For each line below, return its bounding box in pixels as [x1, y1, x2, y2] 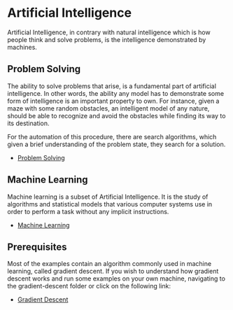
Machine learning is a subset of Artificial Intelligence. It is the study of [7, 192, 209, 201]
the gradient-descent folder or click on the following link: [7, 282, 171, 290]
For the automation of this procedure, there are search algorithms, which [7, 132, 217, 141]
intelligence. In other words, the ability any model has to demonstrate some [7, 89, 225, 97]
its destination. [7, 119, 50, 127]
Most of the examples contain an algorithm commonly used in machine [7, 260, 212, 268]
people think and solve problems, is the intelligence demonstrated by [7, 35, 206, 43]
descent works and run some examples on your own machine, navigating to [7, 274, 226, 283]
